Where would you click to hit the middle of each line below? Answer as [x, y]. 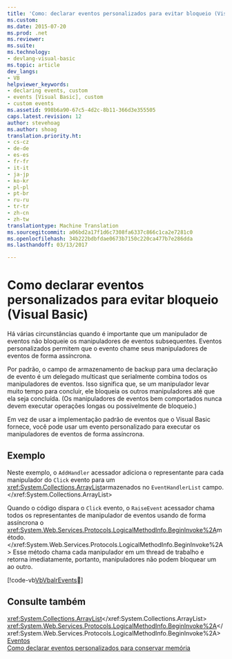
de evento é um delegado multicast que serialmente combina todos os [107, 377]
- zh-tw [18, 219]
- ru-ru [18, 200]
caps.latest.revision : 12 [44, 116]
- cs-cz [18, 142]
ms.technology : [29, 53]
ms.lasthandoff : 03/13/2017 [48, 245]
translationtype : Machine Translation [63, 225]
